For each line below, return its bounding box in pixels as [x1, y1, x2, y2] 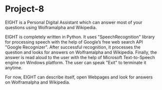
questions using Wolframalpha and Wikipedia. [5, 24, 97, 30]
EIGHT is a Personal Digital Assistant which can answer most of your [5, 19, 143, 25]
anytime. [5, 64, 23, 71]
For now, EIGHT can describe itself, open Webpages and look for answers [5, 74, 153, 80]
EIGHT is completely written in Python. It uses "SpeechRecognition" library [5, 34, 155, 40]
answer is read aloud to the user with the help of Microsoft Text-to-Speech [5, 54, 155, 60]
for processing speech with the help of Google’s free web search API [5, 39, 143, 45]
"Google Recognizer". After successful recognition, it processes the [5, 44, 141, 50]
